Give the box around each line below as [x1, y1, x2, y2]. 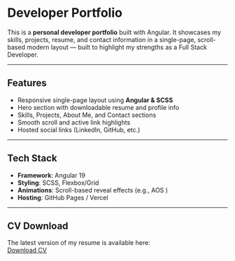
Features [7, 77, 47, 89]
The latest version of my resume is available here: [7, 239, 150, 247]
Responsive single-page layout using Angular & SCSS [17, 96, 173, 104]
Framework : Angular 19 [17, 171, 86, 179]
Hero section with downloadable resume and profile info [17, 103, 180, 111]
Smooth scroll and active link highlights [17, 118, 131, 127]
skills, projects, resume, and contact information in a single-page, [7, 35, 196, 43]
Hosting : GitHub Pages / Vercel [17, 193, 108, 202]
